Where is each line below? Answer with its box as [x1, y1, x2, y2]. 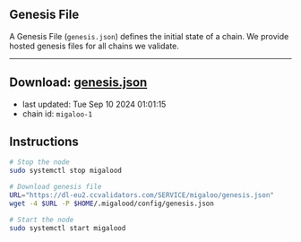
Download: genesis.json [9, 75, 148, 91]
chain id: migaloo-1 [21, 108, 92, 119]
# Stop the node [9, 158, 70, 167]
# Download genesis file [9, 183, 102, 192]
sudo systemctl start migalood [9, 223, 126, 232]
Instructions [9, 134, 79, 150]
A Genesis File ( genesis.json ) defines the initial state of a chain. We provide [9, 30, 289, 41]
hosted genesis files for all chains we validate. [9, 40, 179, 51]
